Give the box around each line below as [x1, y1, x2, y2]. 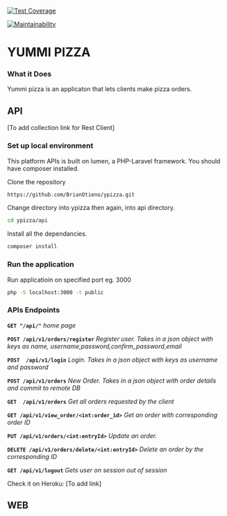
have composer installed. [7, 164, 80, 172]
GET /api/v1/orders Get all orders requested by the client [7, 397, 175, 405]
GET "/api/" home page [7, 321, 76, 330]
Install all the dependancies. [7, 229, 87, 238]
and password [7, 362, 49, 371]
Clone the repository [7, 177, 66, 186]
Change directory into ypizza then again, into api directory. [7, 204, 176, 212]
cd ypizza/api [7, 217, 49, 224]
